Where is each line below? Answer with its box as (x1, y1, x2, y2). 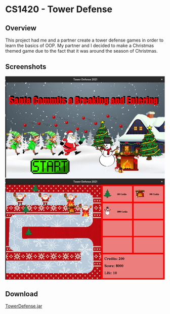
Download (5, 290, 38, 298)
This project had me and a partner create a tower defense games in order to (5, 37, 163, 43)
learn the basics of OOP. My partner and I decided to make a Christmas (5, 43, 154, 49)
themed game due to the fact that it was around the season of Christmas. (5, 48, 158, 54)
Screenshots (5, 62, 47, 71)
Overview (5, 24, 37, 32)
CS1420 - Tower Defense (5, 4, 113, 15)
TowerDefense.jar (5, 303, 42, 309)
